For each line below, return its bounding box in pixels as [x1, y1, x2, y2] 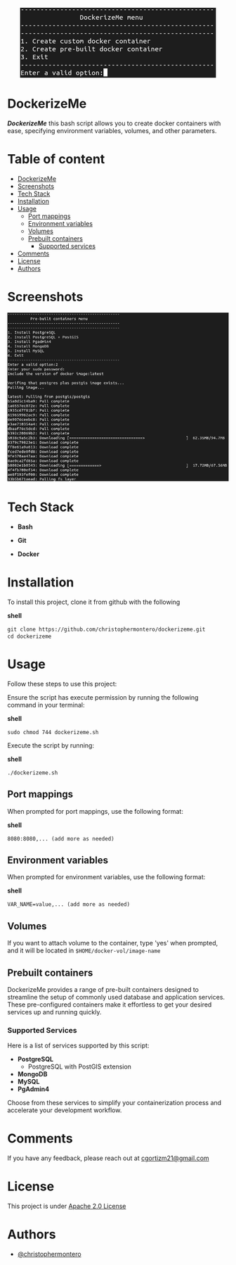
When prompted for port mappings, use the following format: [7, 807, 184, 815]
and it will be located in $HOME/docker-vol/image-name [7, 946, 161, 955]
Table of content [7, 151, 105, 168]
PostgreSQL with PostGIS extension [27, 1062, 132, 1071]
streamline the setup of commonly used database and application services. [7, 993, 225, 1001]
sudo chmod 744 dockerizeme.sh [7, 729, 99, 736]
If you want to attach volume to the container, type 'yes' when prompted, [7, 939, 218, 948]
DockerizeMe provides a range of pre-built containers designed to [7, 985, 199, 993]
